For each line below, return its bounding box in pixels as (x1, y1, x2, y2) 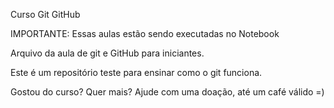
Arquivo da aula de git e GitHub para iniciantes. (10, 47, 205, 59)
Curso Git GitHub (10, 9, 81, 20)
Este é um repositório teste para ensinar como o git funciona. (10, 67, 263, 78)
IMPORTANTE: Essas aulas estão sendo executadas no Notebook (10, 28, 280, 39)
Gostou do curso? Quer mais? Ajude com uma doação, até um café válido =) (10, 86, 325, 98)
